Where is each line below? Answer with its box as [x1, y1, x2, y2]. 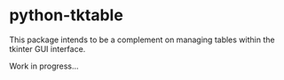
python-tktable [9, 5, 124, 25]
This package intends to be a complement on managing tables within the [9, 34, 275, 45]
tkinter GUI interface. [9, 43, 86, 54]
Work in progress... [9, 61, 79, 71]
